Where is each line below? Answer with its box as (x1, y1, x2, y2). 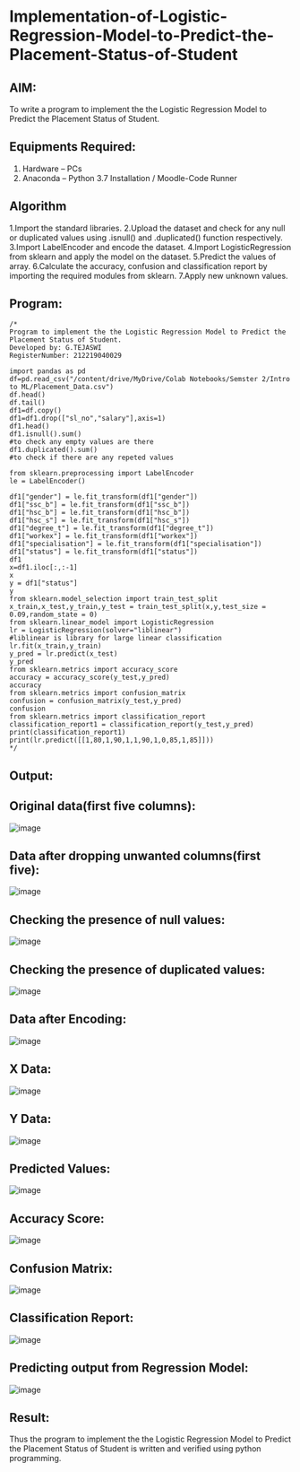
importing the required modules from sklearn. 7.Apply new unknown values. (9, 270, 288, 281)
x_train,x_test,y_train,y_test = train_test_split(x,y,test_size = (9, 603, 267, 612)
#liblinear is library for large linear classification (9, 634, 222, 643)
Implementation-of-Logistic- (9, 6, 228, 27)
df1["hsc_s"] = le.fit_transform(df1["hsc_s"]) (9, 516, 191, 526)
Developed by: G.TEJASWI (9, 344, 102, 353)
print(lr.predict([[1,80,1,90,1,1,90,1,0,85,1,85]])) (9, 736, 215, 745)
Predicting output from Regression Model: (9, 1361, 249, 1376)
